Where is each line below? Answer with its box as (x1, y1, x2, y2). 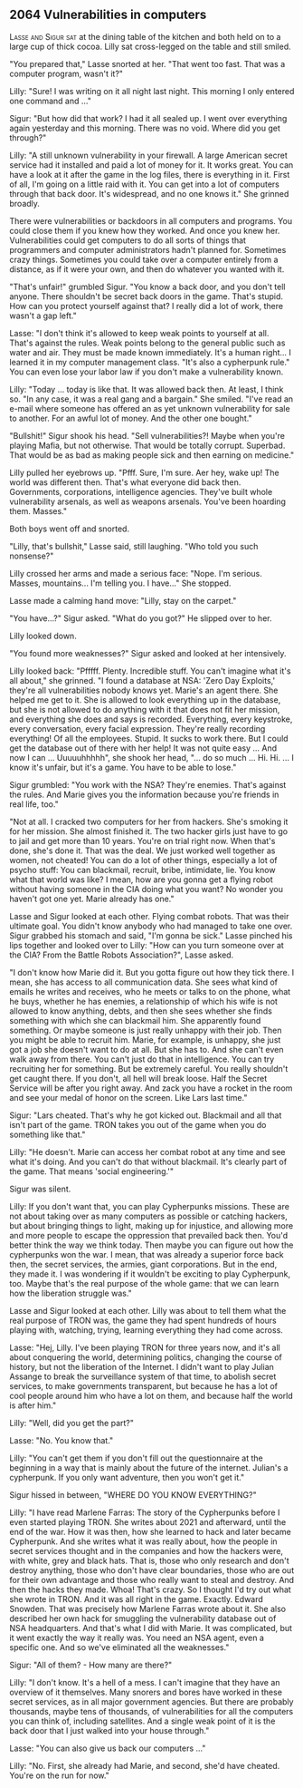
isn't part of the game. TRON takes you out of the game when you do (9, 1119, 267, 1130)
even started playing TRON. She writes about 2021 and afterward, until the (9, 1516, 287, 1527)
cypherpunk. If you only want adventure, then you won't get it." (9, 1472, 245, 1482)
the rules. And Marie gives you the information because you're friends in (9, 789, 279, 800)
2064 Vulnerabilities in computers (9, 7, 207, 23)
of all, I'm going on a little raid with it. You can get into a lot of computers (9, 179, 280, 189)
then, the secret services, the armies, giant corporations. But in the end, (9, 1258, 278, 1269)
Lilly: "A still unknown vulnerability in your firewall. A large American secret (9, 150, 288, 160)
